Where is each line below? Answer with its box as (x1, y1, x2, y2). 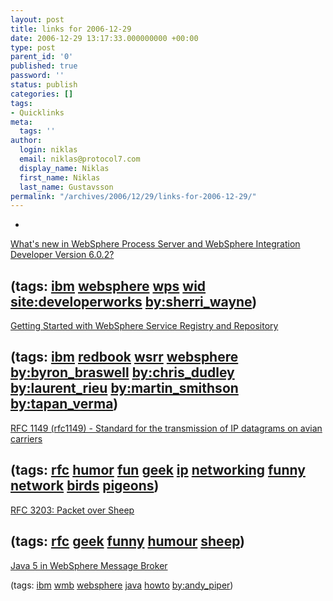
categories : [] (10, 89, 74, 99)
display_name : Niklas (19, 163, 110, 173)
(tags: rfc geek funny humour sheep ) (10, 533, 246, 550)
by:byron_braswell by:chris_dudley (10, 364, 235, 381)
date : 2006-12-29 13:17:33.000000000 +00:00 (10, 33, 199, 43)
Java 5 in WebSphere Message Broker (10, 559, 168, 571)
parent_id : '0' (10, 52, 74, 62)
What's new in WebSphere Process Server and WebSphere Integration (10, 238, 301, 250)
